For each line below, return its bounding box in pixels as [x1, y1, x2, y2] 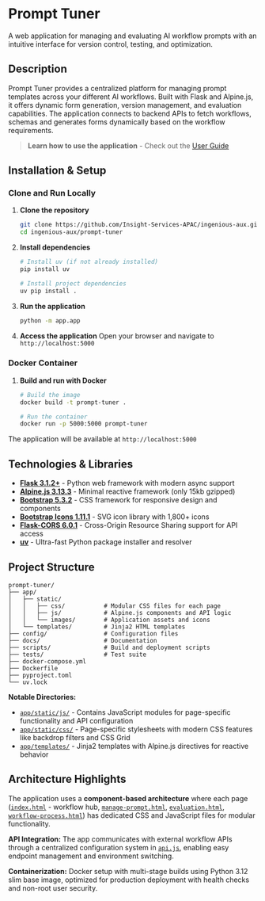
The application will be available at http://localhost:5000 [8, 434, 197, 444]
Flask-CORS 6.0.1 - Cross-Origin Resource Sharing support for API [19, 521, 238, 530]
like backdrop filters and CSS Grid [19, 732, 131, 742]
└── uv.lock [8, 678, 47, 686]
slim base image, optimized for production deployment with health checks [8, 875, 250, 884]
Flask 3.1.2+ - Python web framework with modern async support [19, 479, 235, 488]
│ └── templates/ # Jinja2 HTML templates [8, 623, 186, 631]
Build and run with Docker [19, 376, 107, 385]
